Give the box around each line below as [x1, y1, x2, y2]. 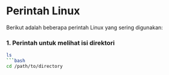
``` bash [6, 58, 26, 64]
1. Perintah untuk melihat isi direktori [6, 39, 115, 47]
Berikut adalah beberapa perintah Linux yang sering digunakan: [6, 24, 163, 31]
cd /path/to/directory [6, 63, 63, 69]
